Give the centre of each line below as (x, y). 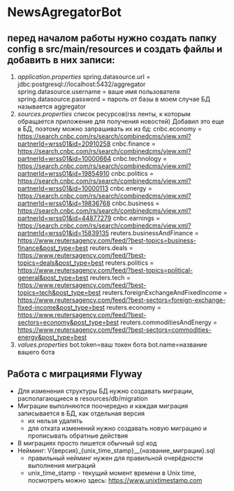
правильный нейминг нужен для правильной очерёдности (116, 458)
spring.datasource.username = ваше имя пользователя (98, 91)
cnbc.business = (136, 203)
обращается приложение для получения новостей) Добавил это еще (121, 121)
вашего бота (36, 352)
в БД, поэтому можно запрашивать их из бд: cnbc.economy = (110, 129)
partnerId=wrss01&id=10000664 (64, 159)
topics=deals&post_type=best (60, 263)
